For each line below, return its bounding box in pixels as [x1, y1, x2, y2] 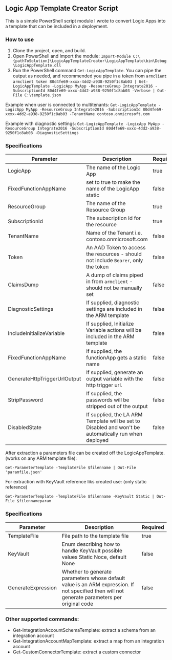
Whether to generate [61, 568, 112, 575]
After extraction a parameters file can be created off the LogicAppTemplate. [5, 450, 165, 456]
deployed [86, 437, 109, 444]
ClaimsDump [8, 281, 39, 288]
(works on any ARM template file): [5, 455, 77, 461]
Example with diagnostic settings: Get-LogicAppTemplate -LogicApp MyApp [5, 120, 160, 127]
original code [61, 600, 94, 607]
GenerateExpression [8, 584, 57, 591]
